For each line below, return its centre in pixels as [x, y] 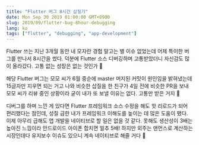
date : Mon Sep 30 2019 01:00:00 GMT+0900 [58, 17]
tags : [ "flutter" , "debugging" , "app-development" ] [71, 34]
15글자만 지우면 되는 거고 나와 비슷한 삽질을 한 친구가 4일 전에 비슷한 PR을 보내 [97, 86]
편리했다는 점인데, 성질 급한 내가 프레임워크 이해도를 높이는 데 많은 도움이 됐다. [97, 114]
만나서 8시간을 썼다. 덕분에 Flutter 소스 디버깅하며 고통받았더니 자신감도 [100, 59]
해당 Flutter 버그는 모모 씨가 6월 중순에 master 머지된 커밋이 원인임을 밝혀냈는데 [99, 79]
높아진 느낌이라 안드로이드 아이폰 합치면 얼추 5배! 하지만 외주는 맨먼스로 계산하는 [99, 128]
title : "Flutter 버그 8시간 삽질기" [47, 12]
